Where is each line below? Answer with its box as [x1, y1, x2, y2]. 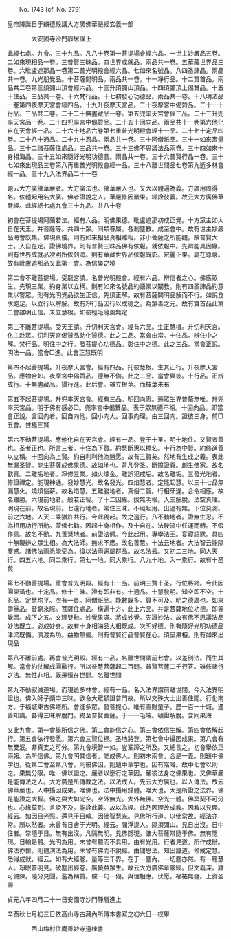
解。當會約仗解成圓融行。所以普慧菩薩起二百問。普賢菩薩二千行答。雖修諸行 [7, 662, 224, 670]
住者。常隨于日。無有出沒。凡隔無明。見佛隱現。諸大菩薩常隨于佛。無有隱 [7, 829, 218, 837]
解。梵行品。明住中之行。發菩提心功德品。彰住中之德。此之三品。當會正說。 [7, 340, 224, 348]
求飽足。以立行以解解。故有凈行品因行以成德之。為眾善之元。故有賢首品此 [7, 299, 218, 307]
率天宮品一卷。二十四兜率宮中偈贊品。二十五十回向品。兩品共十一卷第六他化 [7, 118, 224, 126]
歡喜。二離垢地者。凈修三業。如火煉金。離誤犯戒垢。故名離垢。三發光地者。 [7, 470, 224, 477]
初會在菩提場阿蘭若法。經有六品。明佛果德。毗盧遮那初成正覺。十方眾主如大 [7, 216, 224, 224]
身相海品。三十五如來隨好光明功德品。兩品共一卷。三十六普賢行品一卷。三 [7, 153, 218, 160]
